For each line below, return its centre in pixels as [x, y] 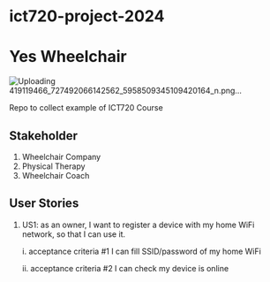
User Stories [44, 204]
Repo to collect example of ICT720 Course [86, 108]
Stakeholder [43, 136]
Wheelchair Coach [56, 175]
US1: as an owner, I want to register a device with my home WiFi [138, 225]
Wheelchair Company [61, 156]
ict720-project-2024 [87, 16]
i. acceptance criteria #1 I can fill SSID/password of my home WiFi [142, 251]
